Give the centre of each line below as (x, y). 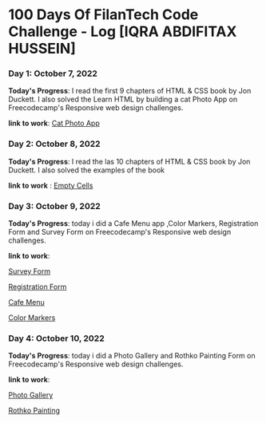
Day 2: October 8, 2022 (55, 144)
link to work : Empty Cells (51, 185)
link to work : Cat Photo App (54, 123)
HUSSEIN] (42, 49)
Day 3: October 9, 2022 (55, 206)
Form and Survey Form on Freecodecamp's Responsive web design (120, 232)
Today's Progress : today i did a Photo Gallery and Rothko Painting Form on (132, 356)
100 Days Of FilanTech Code (103, 15)
